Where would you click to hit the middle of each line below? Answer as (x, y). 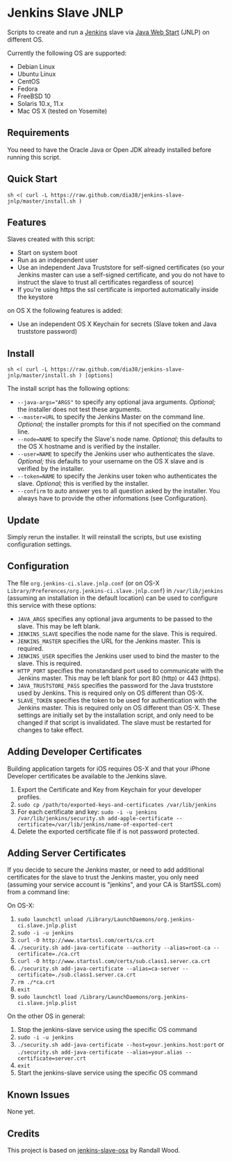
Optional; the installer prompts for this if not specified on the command (119, 424)
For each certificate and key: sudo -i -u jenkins (87, 812)
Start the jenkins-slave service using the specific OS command (107, 1073)
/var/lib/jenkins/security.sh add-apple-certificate (95, 818)
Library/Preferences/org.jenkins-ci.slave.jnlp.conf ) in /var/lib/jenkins (115, 590)
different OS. (25, 39)
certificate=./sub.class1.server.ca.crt (76, 975)
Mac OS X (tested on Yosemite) (62, 111)
